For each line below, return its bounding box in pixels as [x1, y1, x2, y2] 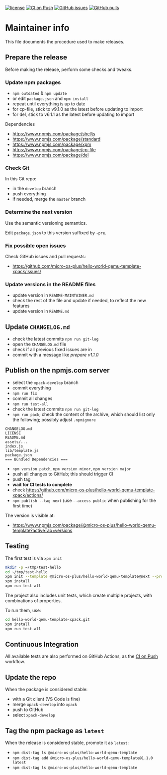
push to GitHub [12, 707, 44, 713]
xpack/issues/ [12, 268, 41, 274]
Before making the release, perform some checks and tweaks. [5, 66, 133, 72]
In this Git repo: [5, 176, 37, 182]
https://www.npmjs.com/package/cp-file [12, 147, 96, 153]
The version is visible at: [5, 512, 55, 518]
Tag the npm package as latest [5, 727, 104, 735]
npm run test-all [12, 401, 49, 406]
